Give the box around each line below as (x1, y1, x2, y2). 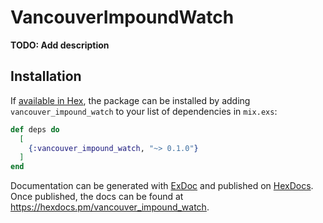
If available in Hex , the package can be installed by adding (10, 94, 251, 106)
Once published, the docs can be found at (10, 191, 184, 203)
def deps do (10, 124, 60, 135)
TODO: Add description (10, 39, 110, 51)
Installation (10, 68, 82, 85)
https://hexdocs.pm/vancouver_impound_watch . (10, 201, 210, 213)
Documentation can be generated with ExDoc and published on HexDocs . (10, 180, 314, 192)
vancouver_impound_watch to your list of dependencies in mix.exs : (10, 105, 278, 117)
